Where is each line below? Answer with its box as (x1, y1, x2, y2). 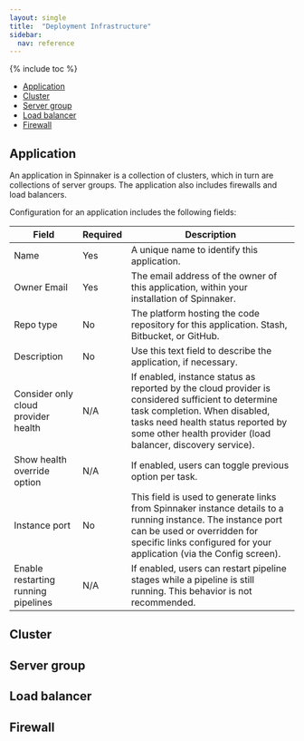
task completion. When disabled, (130, 405, 271, 417)
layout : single (9, 13, 67, 23)
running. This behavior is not (130, 585, 252, 598)
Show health (14, 453, 68, 466)
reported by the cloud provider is (130, 382, 271, 395)
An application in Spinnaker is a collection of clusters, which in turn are (9, 170, 274, 181)
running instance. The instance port (130, 513, 283, 526)
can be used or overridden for (130, 525, 259, 538)
